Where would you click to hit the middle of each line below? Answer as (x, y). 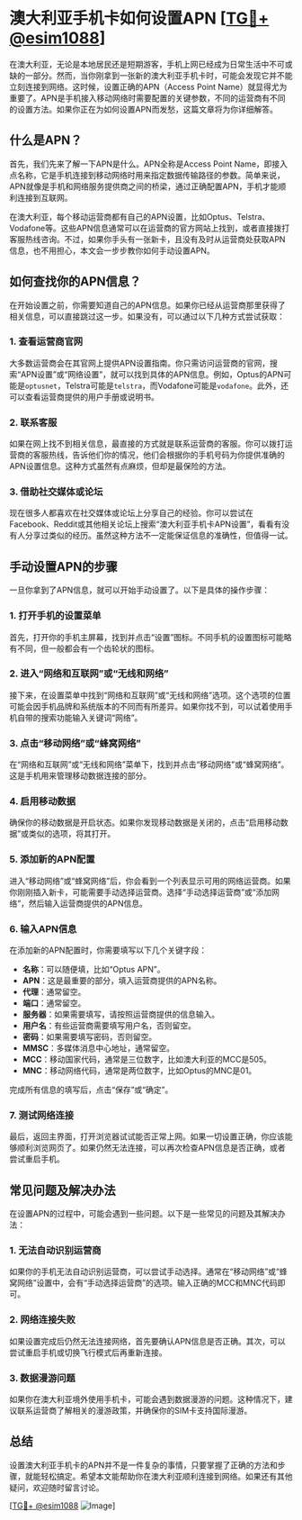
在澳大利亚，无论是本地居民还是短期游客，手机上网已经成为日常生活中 (139, 64)
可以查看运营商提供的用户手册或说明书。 (84, 396)
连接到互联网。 (44, 197)
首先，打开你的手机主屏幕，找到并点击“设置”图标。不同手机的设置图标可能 (147, 637)
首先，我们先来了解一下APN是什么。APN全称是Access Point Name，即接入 (149, 164)
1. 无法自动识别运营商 (55, 1251)
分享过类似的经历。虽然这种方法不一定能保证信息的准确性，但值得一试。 (159, 536)
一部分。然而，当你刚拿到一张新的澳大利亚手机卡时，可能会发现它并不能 (159, 75)
